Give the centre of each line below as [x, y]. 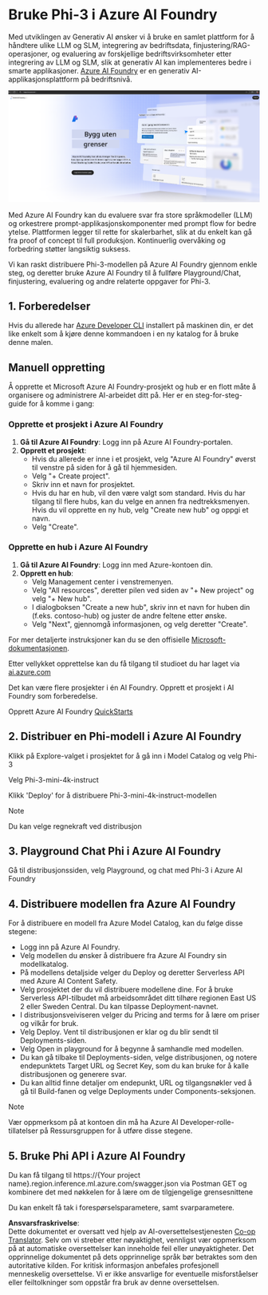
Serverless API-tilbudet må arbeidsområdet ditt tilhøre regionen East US [138, 998]
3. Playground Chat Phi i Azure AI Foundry [115, 851]
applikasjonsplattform [44, 79]
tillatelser [23, 1131]
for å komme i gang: [61, 404]
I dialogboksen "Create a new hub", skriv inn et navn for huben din [141, 607]
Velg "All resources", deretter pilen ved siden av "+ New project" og [143, 590]
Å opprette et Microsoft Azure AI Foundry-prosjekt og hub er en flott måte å [132, 387]
